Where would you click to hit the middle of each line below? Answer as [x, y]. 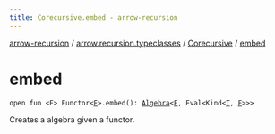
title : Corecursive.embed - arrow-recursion [94, 17]
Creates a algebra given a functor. [72, 119]
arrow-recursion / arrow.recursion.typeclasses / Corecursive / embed [137, 43]
